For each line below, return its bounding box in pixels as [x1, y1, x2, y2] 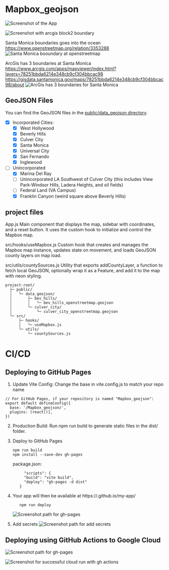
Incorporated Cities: [12, 119, 54, 125]
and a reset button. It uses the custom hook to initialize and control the [5, 227, 151, 233]
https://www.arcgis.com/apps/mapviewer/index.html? [5, 66, 117, 72]
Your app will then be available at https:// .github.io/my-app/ [12, 493, 136, 499]
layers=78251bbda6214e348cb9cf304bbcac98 [5, 71, 104, 77]
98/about [5, 82, 25, 88]
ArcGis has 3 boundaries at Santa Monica [5, 60, 92, 66]
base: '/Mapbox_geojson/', [10, 405, 66, 410]
